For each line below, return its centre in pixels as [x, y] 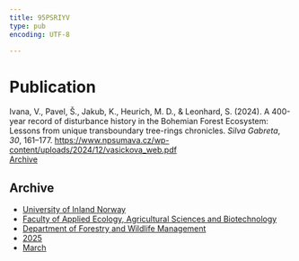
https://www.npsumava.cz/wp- [112, 140]
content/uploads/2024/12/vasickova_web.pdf [93, 150]
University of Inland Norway [74, 210]
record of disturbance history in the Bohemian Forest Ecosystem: [148, 121]
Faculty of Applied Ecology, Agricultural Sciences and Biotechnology [149, 219]
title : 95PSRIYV [40, 18]
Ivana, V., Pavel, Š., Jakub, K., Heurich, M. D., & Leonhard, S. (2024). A [140, 112]
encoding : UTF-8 [40, 34]
